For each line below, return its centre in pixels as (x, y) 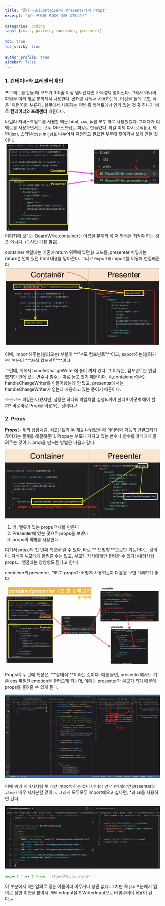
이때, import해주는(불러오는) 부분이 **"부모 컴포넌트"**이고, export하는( (75, 354)
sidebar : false (21, 62)
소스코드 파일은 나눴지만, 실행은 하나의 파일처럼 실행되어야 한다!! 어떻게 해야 (78, 399)
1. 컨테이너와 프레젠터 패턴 (34, 81)
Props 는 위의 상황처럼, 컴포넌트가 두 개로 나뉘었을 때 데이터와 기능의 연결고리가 (81, 430)
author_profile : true (27, 57)
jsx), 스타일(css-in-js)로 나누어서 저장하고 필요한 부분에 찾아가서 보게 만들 (82, 134)
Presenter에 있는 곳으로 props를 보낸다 (50, 533)
